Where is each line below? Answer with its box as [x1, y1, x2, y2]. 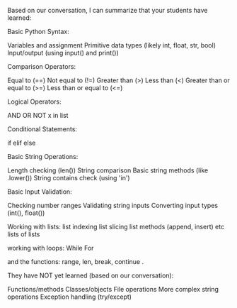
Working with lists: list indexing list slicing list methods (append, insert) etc [7, 223, 225, 231]
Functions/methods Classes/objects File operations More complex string [7, 285, 219, 293]
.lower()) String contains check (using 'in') [7, 174, 130, 182]
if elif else [7, 138, 36, 147]
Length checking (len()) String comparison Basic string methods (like [7, 166, 209, 175]
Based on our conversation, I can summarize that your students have [7, 6, 208, 14]
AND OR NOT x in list [7, 111, 69, 119]
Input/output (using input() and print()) [7, 49, 119, 57]
